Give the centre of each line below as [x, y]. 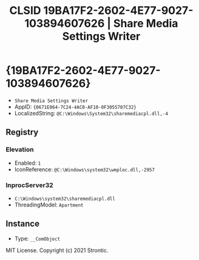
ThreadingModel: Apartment [49, 205]
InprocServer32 [30, 185]
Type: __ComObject [37, 238]
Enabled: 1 [28, 163]
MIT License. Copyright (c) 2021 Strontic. [57, 250]
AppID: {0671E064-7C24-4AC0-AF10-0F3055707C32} [76, 106]
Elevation [20, 149]
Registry [22, 132]
